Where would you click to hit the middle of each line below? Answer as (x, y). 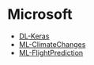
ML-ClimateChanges (52, 44)
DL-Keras (34, 36)
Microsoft (40, 14)
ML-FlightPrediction (51, 52)
